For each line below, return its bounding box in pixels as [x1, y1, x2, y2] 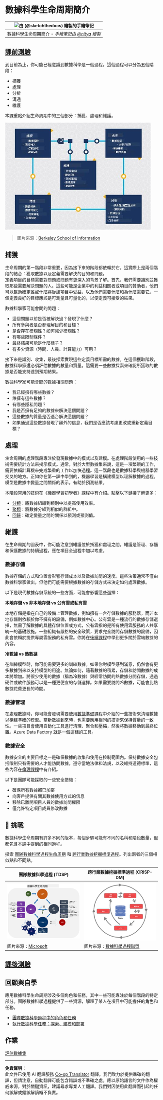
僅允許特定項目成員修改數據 [12, 805, 68, 811]
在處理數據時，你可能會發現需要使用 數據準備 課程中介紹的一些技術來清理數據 [5, 711, 158, 717]
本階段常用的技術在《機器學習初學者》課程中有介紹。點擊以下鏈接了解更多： [5, 490, 158, 496]
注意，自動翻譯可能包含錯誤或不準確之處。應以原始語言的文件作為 [21, 1077, 154, 1083]
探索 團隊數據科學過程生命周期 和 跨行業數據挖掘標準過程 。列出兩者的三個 [5, 852, 153, 857]
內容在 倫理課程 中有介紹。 [9, 766, 61, 772]
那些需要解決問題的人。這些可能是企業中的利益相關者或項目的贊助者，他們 [9, 283, 158, 288]
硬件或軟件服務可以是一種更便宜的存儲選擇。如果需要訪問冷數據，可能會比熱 [5, 679, 158, 685]
